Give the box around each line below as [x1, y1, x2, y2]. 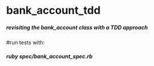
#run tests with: [6, 39, 45, 46]
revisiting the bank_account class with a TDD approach [6, 23, 148, 31]
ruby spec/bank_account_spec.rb [6, 52, 93, 60]
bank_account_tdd [6, 4, 101, 17]
